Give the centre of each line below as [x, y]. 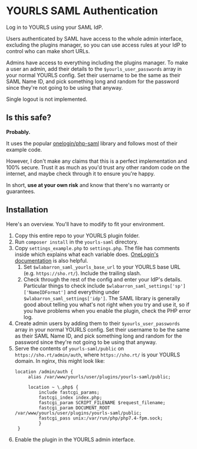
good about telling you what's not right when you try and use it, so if [106, 304]
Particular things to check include [64, 286]
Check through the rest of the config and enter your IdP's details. [103, 279]
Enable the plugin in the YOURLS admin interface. [75, 439]
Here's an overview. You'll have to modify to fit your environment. [86, 224]
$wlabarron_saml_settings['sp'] [146, 286]
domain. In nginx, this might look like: [60, 360]
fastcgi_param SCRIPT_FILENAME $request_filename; [102, 402]
